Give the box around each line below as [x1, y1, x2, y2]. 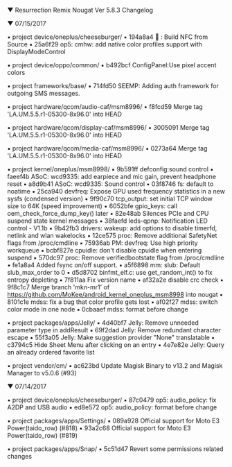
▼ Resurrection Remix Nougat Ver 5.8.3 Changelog [7, 6, 154, 14]
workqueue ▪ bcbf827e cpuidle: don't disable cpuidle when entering [7, 246, 202, 254]
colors [7, 69, 26, 76]
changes [7, 452, 33, 460]
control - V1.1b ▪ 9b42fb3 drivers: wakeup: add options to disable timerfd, [7, 224, 217, 232]
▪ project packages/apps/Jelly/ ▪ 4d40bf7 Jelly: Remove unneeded [7, 319, 199, 327]
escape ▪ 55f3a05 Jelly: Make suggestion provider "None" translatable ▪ [7, 333, 215, 341]
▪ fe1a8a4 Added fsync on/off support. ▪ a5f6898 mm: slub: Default [7, 261, 201, 269]
